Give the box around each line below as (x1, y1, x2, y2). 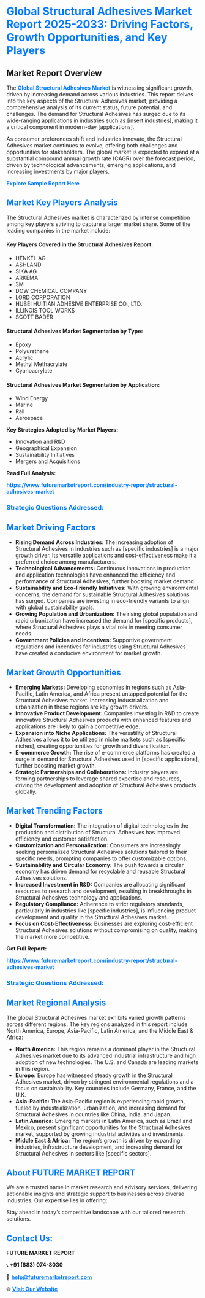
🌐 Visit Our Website (6, 1285, 58, 1293)
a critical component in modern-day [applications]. (6, 123, 135, 130)
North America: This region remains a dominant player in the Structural (15, 1045, 196, 1052)
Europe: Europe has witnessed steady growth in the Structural (15, 1071, 173, 1079)
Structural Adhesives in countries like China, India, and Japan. (15, 1110, 172, 1118)
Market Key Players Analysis (6, 198, 118, 208)
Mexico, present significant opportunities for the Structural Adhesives (15, 1124, 191, 1131)
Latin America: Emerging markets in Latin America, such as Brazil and (15, 1117, 193, 1124)
